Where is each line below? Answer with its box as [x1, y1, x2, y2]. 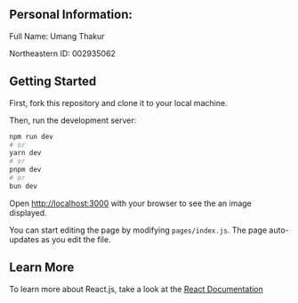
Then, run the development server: [9, 115, 137, 126]
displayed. [9, 207, 47, 217]
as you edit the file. [41, 233, 111, 244]
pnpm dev [9, 165, 42, 175]
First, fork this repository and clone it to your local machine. [9, 97, 229, 108]
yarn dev [9, 149, 42, 158]
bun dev [9, 182, 38, 191]
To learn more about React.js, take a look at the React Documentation [9, 283, 264, 294]
